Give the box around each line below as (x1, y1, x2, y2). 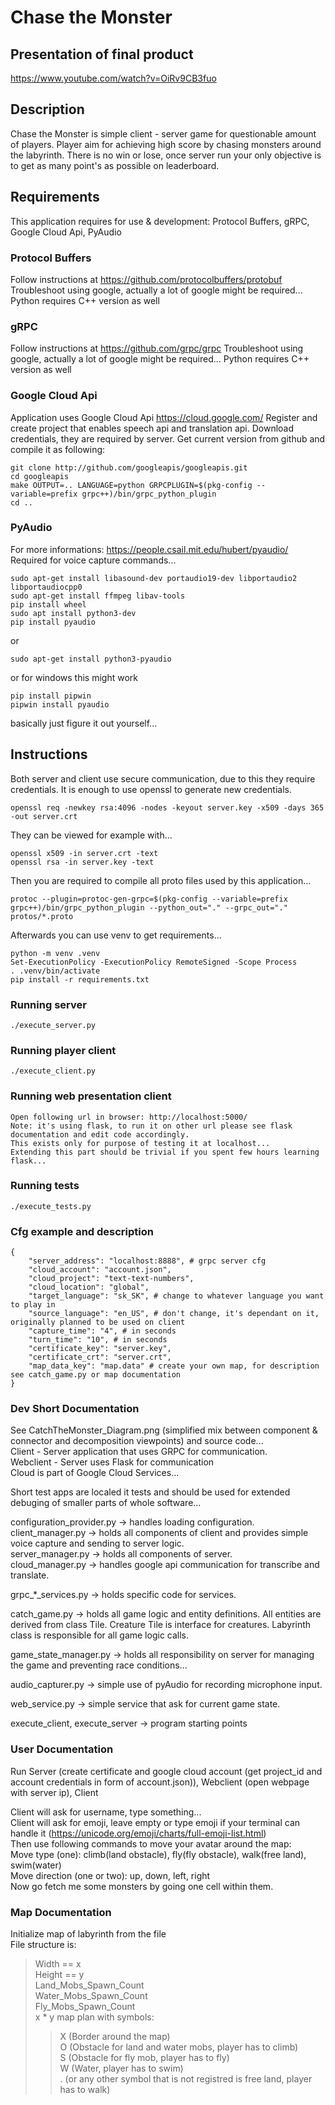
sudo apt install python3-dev (10, 608, 137, 618)
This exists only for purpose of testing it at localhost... (10, 1138, 271, 1148)
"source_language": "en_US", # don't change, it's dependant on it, (28, 1309, 320, 1319)
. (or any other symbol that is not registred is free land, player (59, 2073, 313, 2085)
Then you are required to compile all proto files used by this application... (10, 874, 312, 886)
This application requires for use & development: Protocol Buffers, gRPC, (10, 215, 310, 227)
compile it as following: (10, 443, 106, 455)
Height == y (34, 1969, 85, 1980)
